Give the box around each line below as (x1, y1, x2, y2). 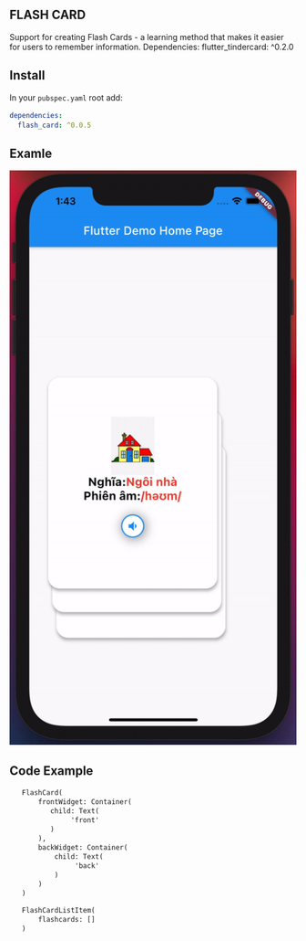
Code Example (9, 763, 94, 778)
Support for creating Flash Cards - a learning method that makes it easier (9, 31, 284, 42)
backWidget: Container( (37, 843, 128, 852)
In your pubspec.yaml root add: (9, 91, 123, 103)
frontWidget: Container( (37, 798, 132, 807)
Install (9, 68, 46, 83)
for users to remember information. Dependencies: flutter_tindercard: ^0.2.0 (9, 41, 294, 52)
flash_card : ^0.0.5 (17, 121, 92, 130)
